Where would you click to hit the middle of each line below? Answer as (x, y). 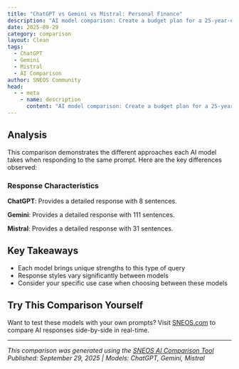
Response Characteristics (53, 185)
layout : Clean (28, 40)
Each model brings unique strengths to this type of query (101, 268)
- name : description (51, 100)
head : (15, 87)
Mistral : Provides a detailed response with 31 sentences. (90, 228)
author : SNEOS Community (44, 80)
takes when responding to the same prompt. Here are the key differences (115, 160)
